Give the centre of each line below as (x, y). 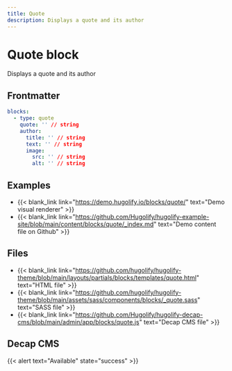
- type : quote (34, 118)
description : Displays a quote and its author (76, 20)
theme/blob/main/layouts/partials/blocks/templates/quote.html (107, 277)
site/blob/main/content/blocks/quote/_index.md (85, 224)
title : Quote (26, 14)
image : (35, 150)
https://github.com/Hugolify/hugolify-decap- (139, 315)
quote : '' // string (49, 125)
